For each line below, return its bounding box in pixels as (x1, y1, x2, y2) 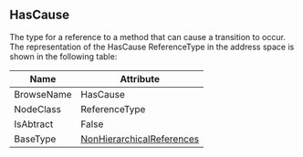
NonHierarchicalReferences (80, 132, 199, 145)
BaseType (14, 132, 57, 145)
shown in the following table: (9, 50, 118, 62)
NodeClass (14, 102, 62, 115)
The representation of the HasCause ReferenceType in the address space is (9, 41, 295, 52)
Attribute (120, 72, 161, 85)
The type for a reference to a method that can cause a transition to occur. (9, 31, 286, 42)
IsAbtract (14, 118, 54, 131)
